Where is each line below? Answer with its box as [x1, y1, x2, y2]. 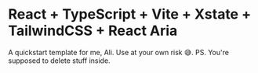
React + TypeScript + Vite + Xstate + [8, 5, 252, 23]
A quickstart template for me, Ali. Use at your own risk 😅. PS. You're [8, 47, 230, 57]
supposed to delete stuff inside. [8, 56, 111, 65]
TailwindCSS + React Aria [8, 22, 178, 40]
